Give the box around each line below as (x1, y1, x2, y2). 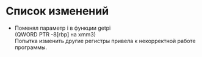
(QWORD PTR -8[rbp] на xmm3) (14, 30, 96, 38)
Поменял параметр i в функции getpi (14, 24, 111, 32)
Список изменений (5, 4, 109, 18)
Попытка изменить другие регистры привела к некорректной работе (14, 37, 196, 44)
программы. (14, 44, 47, 51)
